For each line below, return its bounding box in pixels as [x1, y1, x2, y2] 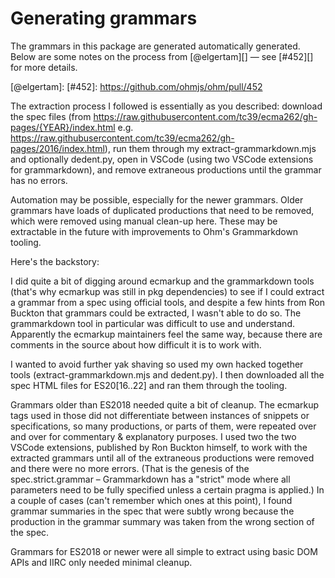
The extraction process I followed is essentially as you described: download [10, 100, 323, 112]
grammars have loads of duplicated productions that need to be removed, [10, 204, 315, 216]
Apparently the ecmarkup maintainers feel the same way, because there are [10, 328, 323, 340]
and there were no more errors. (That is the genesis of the [10, 462, 250, 474]
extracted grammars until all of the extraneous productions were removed [10, 452, 315, 464]
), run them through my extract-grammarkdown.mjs [104, 142, 317, 154]
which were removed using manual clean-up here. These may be [10, 215, 278, 227]
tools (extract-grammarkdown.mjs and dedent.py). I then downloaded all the [10, 368, 325, 381]
